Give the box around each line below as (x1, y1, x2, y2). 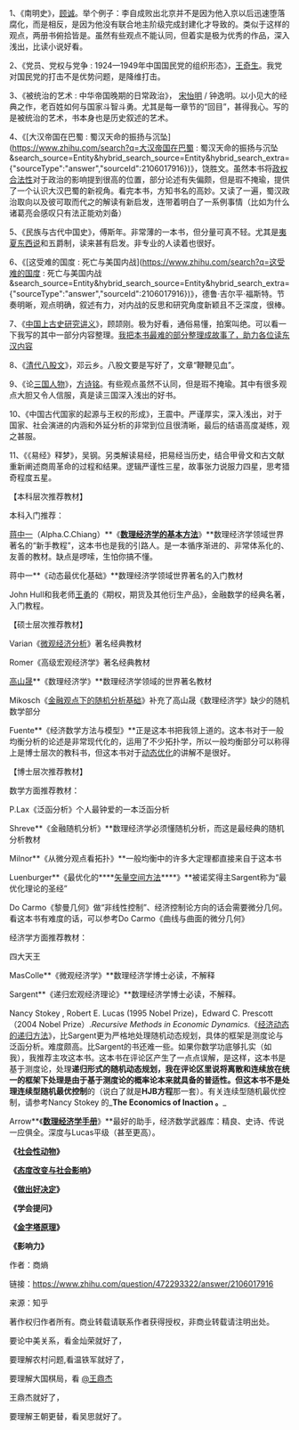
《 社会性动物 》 (9, 1146, 64, 1156)
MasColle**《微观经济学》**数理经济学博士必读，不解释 (9, 970, 215, 980)
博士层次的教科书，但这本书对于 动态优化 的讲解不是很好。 (24, 748, 236, 757)
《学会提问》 (9, 1203, 56, 1213)
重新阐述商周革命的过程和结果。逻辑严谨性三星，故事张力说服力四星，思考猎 (9, 462, 290, 471)
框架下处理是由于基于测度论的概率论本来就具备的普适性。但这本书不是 (24, 1075, 282, 1085)
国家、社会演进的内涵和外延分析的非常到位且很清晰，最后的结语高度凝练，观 (9, 420, 290, 430)
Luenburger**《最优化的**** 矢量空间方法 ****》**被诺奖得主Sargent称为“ (9, 872, 279, 882)
